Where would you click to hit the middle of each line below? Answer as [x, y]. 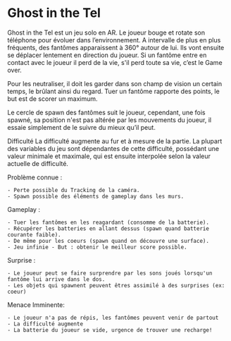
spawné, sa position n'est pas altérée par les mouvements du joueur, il [110, 120]
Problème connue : [35, 177]
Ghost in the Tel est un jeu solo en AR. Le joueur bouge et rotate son [106, 32]
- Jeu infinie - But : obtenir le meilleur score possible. [98, 247]
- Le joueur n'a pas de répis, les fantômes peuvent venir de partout [113, 318]
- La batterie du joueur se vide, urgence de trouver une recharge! [110, 330]
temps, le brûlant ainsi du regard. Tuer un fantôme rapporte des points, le [113, 91]
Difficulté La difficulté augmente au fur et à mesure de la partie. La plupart [115, 141]
